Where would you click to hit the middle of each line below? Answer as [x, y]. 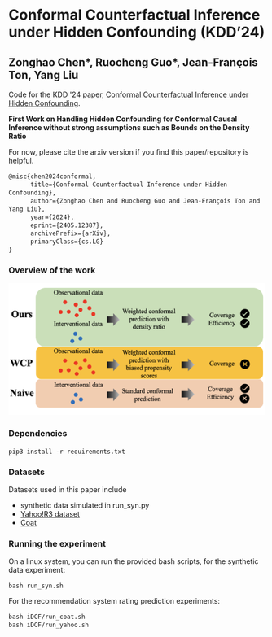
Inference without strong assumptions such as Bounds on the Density [129, 127]
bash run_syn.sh [36, 586]
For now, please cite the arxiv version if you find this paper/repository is [129, 152]
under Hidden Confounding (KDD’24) [137, 32]
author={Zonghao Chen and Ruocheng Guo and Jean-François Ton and [145, 201]
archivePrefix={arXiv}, [70, 233]
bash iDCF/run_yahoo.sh [49, 625]
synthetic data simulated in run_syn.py [85, 505]
